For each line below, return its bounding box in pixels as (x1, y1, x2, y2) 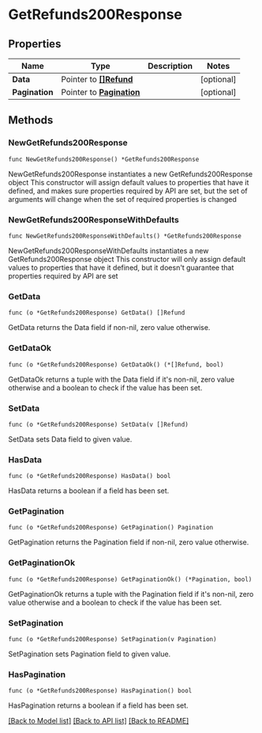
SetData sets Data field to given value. (8, 434, 133, 444)
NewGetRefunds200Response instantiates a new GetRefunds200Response (8, 169, 253, 179)
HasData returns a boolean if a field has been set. (8, 486, 170, 496)
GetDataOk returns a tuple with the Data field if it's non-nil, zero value (8, 374, 235, 384)
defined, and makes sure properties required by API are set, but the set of (8, 186, 249, 196)
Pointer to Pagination (61, 87, 140, 97)
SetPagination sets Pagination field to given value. (8, 649, 171, 659)
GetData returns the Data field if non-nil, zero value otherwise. (8, 323, 211, 332)
